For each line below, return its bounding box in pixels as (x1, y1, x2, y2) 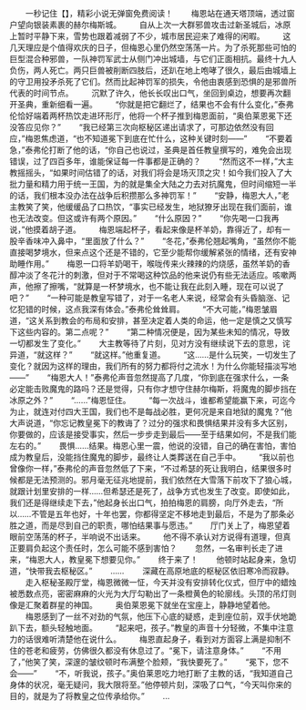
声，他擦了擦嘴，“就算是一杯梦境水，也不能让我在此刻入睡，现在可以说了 (9, 281, 285, 291)
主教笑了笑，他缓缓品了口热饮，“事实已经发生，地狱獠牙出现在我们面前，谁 (9, 201, 293, 212)
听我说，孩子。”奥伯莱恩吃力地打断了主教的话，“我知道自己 (74, 668, 293, 678)
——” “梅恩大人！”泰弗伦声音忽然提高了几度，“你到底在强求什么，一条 (9, 372, 290, 382)
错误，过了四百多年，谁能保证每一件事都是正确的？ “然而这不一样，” (9, 156, 279, 167)
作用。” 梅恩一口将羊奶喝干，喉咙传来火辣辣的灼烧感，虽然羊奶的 (25, 259, 283, 269)
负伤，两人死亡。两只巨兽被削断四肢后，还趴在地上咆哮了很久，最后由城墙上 (9, 65, 297, 76)
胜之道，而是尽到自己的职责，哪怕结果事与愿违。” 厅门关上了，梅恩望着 (9, 520, 291, 531)
